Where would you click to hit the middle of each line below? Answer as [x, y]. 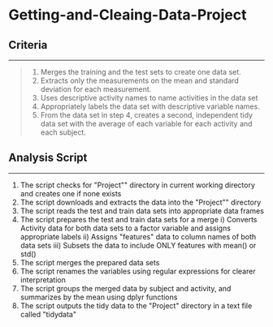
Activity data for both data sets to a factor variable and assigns [126, 228]
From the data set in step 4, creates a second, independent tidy [147, 115]
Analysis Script [48, 158]
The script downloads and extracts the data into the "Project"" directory [141, 202]
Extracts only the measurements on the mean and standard [140, 80]
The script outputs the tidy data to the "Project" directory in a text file [136, 305]
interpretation [43, 280]
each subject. [63, 132]
